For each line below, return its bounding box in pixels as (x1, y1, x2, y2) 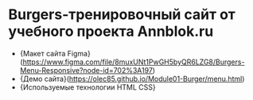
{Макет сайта (19, 48, 66, 58)
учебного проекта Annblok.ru (8, 22, 214, 40)
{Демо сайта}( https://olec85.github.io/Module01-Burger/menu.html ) (19, 74, 245, 83)
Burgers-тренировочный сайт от (8, 6, 236, 24)
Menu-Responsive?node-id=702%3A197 (19, 65, 154, 75)
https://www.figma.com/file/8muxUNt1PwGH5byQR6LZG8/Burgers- (22, 57, 245, 67)
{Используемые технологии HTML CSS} (19, 82, 157, 92)
